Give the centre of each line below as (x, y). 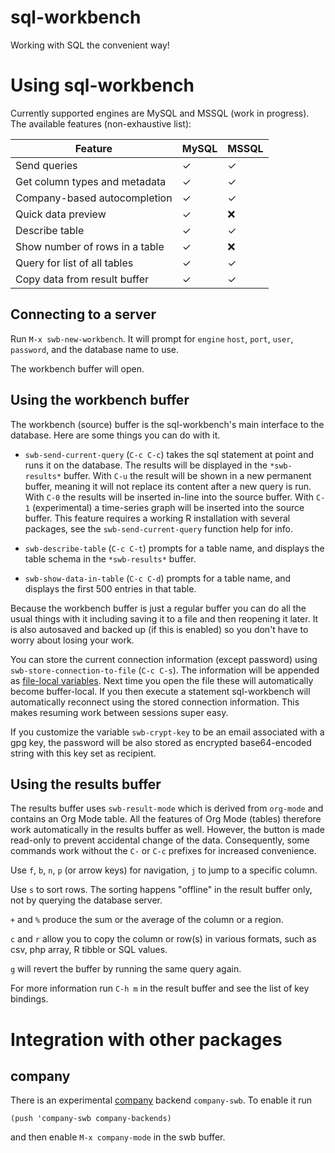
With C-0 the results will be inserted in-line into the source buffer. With (169, 497)
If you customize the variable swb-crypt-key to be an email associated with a (167, 732)
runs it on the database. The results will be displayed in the (146, 465)
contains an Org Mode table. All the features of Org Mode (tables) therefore (166, 819)
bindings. (29, 999)
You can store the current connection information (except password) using (164, 659)
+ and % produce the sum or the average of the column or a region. (147, 920)
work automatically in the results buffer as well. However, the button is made (167, 830)
